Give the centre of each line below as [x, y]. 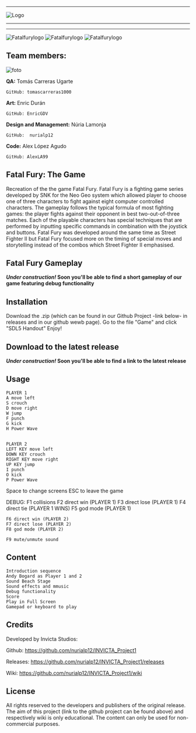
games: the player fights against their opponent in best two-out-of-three [93, 214]
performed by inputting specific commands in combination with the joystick [97, 226]
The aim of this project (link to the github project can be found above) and [95, 711]
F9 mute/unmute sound [32, 539]
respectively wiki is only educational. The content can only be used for [91, 718]
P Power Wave [22, 480]
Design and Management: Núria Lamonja [56, 124]
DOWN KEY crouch [26, 454]
